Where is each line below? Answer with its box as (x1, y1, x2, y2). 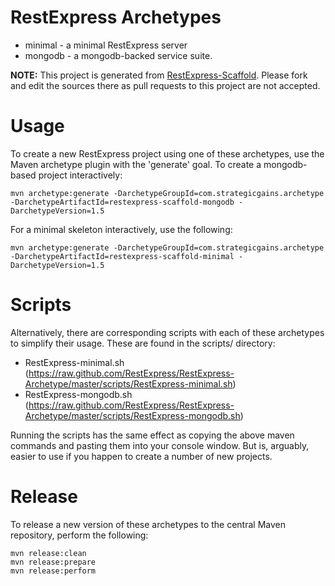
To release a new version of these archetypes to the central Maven (10, 518, 286, 530)
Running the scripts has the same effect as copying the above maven (10, 429, 295, 441)
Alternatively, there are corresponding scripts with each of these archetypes (10, 326, 325, 338)
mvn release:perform (10, 566, 97, 576)
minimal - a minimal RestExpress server (24, 39, 188, 51)
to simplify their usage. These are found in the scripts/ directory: (10, 337, 276, 349)
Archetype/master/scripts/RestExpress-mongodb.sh (24, 409, 241, 421)
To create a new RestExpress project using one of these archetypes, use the (10, 147, 325, 160)
